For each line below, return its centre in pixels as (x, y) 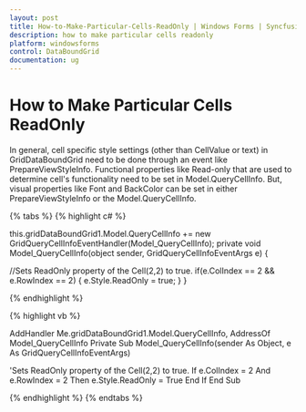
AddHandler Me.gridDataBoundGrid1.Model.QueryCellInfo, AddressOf (140, 333)
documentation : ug (44, 60)
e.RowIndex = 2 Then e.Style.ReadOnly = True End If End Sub (125, 380)
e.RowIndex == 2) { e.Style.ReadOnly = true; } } (98, 280)
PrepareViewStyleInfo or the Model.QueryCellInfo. (103, 198)
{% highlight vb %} (45, 315)
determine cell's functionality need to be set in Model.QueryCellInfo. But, (146, 179)
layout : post (34, 18)
